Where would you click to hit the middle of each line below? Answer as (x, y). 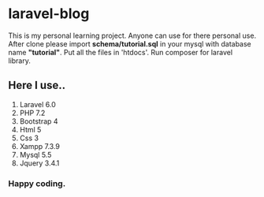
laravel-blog (49, 14)
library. (20, 61)
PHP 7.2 (32, 113)
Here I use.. (37, 85)
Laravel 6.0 (38, 104)
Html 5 (30, 129)
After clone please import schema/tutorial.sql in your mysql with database (130, 43)
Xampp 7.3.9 (40, 146)
